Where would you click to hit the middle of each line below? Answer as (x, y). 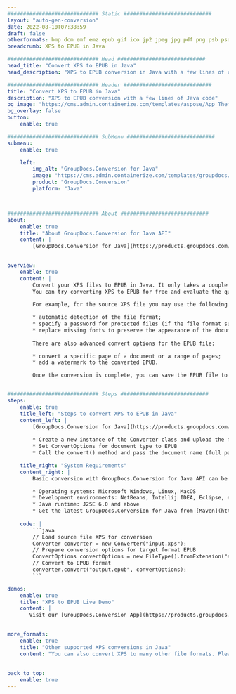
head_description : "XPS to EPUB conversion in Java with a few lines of (116, 72)
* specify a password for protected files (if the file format (127, 324)
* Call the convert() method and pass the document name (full (127, 453)
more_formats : (28, 634)
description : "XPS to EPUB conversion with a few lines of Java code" (113, 98)
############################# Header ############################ (110, 85)
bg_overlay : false (34, 111)
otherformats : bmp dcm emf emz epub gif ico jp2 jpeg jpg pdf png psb (113, 40)
